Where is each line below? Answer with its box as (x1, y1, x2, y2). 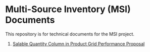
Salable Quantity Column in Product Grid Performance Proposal (12, 40, 145, 46)
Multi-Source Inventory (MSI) (5, 4, 131, 15)
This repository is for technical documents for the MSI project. (5, 31, 135, 37)
